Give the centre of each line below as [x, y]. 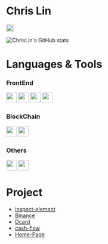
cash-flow [27, 228]
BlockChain [23, 116]
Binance [25, 215]
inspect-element [35, 209]
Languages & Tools [54, 64]
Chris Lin [29, 11]
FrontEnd [20, 83]
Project [24, 193]
